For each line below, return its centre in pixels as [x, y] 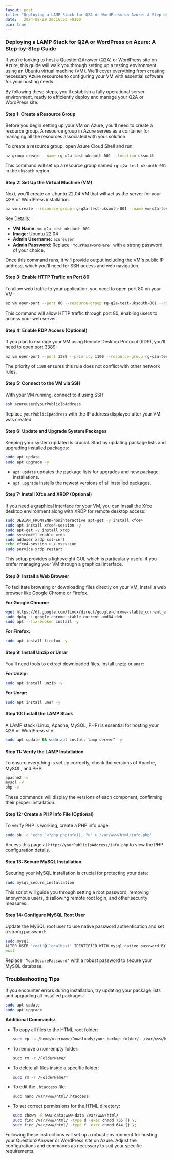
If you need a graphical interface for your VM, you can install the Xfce [79, 506]
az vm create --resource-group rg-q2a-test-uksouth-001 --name [74, 209]
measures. [16, 903]
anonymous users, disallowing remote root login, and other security [77, 898]
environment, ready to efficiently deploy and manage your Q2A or [75, 97]
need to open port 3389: [31, 347]
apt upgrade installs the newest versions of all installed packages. [82, 483]
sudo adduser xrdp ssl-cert [35, 540]
